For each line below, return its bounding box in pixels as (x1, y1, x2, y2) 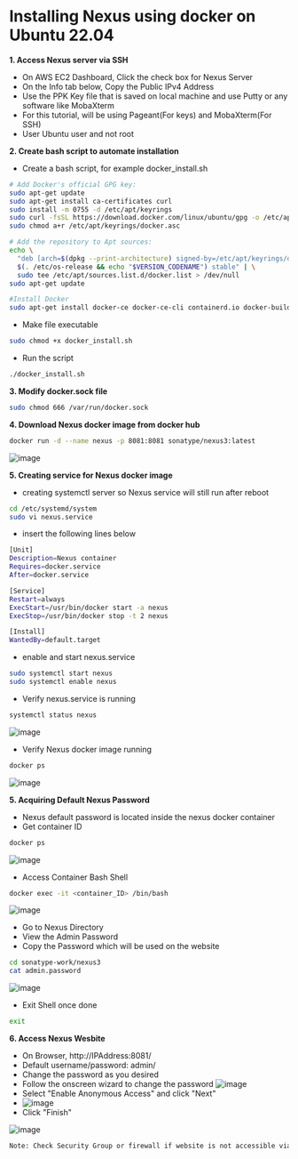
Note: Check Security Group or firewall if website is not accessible (9, 1141, 276, 1151)
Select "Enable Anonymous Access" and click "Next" (21, 1088, 216, 1099)
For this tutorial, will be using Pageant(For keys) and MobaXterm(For (21, 109, 272, 120)
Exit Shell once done (21, 1000, 98, 1010)
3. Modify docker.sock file (9, 385, 108, 397)
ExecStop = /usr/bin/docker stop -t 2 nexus (9, 611, 169, 620)
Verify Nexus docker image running (21, 744, 153, 754)
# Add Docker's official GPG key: (9, 180, 137, 189)
